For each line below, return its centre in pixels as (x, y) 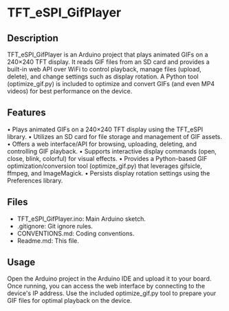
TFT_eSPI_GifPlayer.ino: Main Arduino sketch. (81, 219)
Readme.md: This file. (48, 240)
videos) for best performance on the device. (70, 91)
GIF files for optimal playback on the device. (69, 301)
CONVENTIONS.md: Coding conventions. (76, 233)
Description (33, 38)
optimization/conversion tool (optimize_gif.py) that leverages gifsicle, (105, 166)
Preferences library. (35, 180)
